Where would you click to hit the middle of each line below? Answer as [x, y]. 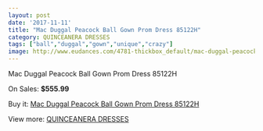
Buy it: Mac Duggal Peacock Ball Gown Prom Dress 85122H [104, 104]
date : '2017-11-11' [40, 23]
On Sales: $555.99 [39, 89]
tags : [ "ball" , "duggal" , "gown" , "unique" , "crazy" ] [91, 44]
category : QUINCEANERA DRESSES [59, 37]
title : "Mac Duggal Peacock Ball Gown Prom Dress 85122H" [104, 30]
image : [19, 51]
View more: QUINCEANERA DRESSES [68, 119]
